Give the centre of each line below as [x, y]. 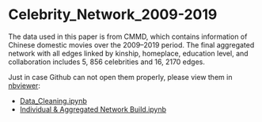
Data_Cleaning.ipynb [53, 101]
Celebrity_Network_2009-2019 [113, 15]
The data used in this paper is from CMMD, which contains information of [128, 36]
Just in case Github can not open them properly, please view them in [120, 77]
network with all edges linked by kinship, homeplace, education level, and [128, 53]
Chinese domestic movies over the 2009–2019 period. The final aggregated [131, 44]
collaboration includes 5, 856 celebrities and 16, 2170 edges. [107, 62]
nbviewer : [25, 86]
